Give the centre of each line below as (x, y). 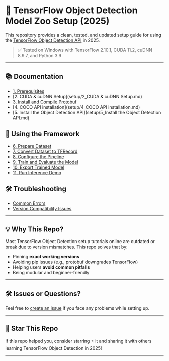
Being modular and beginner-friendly (51, 273)
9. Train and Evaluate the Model (45, 162)
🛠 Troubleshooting (36, 189)
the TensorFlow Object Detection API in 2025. (53, 40)
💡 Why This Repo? (34, 229)
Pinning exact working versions (46, 257)
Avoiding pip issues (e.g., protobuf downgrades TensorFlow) (75, 262)
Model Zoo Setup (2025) (57, 21)
